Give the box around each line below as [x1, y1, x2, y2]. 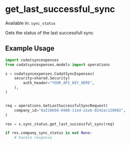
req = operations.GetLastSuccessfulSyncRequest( [5, 103, 108, 108]
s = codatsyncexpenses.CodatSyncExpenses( [5, 71, 95, 76]
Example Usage [5, 44, 55, 53]
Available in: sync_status [5, 20, 56, 26]
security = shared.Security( [14, 76, 70, 81]
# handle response [14, 135, 52, 140]
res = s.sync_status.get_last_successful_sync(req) [5, 121, 115, 126]
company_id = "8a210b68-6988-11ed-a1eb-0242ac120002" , [14, 107, 126, 113]
